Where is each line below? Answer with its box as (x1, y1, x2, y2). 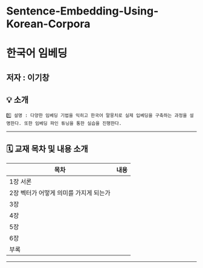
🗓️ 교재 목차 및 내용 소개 (6, 144, 89, 154)
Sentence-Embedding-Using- (6, 4, 159, 18)
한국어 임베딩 (6, 46, 68, 60)
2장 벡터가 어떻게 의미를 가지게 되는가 (9, 189, 111, 197)
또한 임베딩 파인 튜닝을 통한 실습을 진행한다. (24, 120, 122, 126)
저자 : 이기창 (6, 72, 50, 83)
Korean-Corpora (6, 17, 91, 31)
